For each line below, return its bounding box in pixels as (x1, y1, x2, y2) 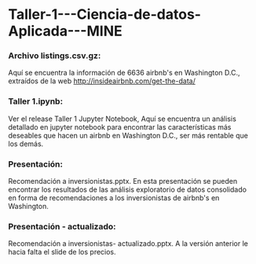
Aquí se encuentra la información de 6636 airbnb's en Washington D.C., (8, 68, 241, 78)
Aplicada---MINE (8, 22, 123, 40)
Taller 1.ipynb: (8, 96, 64, 107)
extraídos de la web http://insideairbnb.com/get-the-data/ (8, 76, 196, 86)
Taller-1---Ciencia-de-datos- (8, 5, 202, 24)
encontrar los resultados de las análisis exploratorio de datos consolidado (8, 185, 247, 194)
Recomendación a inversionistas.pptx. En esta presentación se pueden (8, 177, 238, 186)
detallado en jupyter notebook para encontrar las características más (8, 122, 232, 131)
